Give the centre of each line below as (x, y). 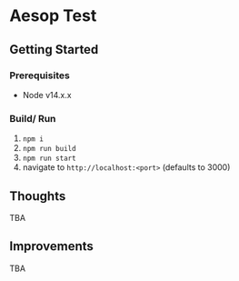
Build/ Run (33, 118)
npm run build (49, 149)
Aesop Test (53, 16)
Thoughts (38, 196)
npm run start (49, 159)
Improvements (51, 246)
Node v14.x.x (47, 95)
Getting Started (54, 50)
